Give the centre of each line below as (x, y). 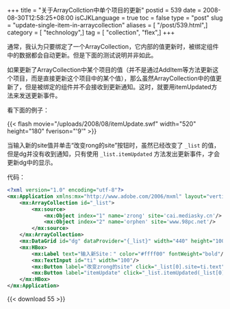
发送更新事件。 (40, 95)
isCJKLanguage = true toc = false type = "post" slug (149, 18)
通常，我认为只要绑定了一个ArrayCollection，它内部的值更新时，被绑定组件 (113, 46)
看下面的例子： (28, 110)
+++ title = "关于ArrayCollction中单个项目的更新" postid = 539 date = (104, 10)
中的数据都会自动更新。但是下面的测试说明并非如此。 (82, 55)
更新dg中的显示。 (32, 162)
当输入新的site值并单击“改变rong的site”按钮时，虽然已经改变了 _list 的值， (114, 145)
